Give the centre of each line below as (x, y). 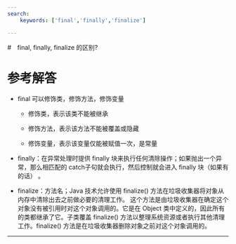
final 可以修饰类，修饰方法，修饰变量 (71, 99)
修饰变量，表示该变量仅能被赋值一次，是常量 (93, 144)
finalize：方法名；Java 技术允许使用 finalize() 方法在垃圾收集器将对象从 (121, 191)
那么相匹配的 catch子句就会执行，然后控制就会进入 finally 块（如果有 (129, 167)
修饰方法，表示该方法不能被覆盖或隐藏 (83, 129)
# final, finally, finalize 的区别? (53, 47)
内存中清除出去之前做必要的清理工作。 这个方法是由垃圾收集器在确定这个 (123, 200)
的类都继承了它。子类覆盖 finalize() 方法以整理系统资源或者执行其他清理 (121, 217)
